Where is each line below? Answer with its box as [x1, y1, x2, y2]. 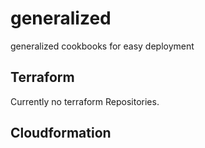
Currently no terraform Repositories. [10, 95, 160, 107]
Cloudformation [10, 125, 112, 142]
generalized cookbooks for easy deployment [10, 40, 195, 52]
